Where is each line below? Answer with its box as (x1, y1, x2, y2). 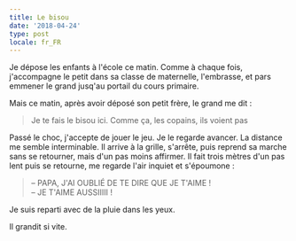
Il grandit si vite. (9, 222, 68, 232)
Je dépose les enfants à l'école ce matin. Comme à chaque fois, (9, 62, 244, 73)
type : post (9, 29, 50, 38)
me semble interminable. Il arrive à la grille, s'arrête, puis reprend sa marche (9, 142, 287, 152)
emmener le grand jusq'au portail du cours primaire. (9, 81, 199, 91)
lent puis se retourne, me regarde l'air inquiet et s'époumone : (9, 160, 235, 171)
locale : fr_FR (9, 37, 62, 47)
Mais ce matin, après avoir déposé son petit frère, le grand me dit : (9, 98, 253, 109)
